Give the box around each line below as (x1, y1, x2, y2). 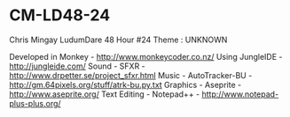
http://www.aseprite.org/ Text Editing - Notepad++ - (9, 89, 200, 99)
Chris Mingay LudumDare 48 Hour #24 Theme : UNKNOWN (9, 34, 228, 45)
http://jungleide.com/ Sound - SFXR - (9, 61, 146, 71)
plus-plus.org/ (9, 98, 61, 108)
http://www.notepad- (201, 89, 279, 99)
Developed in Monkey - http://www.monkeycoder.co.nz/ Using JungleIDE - (9, 51, 283, 62)
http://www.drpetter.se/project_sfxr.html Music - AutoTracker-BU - (9, 69, 253, 80)
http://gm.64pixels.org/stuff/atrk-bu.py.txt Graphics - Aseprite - (9, 79, 242, 90)
